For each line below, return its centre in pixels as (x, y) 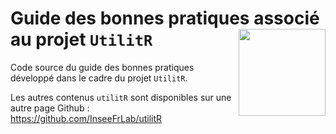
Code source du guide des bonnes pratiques (102, 67)
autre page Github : (50, 108)
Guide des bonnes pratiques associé (165, 18)
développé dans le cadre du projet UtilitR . (99, 78)
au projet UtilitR (81, 39)
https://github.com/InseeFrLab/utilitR (86, 118)
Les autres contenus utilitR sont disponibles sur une (121, 97)
